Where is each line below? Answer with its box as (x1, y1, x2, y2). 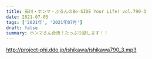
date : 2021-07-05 (6, 14, 49, 20)
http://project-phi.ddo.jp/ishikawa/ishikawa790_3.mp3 (6, 46, 137, 53)
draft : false (6, 25, 38, 31)
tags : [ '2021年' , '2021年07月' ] (6, 19, 83, 25)
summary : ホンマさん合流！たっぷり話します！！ (6, 30, 109, 36)
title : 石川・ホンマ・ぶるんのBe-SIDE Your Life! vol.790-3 (6, 8, 147, 15)
